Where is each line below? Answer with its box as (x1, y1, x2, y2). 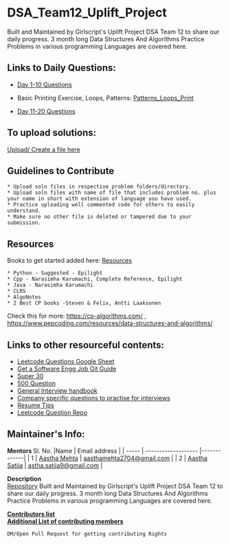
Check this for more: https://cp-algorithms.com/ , (7, 312, 146, 320)
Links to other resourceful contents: (7, 339, 165, 351)
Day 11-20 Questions (16, 107, 76, 115)
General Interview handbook (16, 387, 98, 395)
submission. (7, 219, 41, 226)
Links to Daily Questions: (7, 62, 117, 74)
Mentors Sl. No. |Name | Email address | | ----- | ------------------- (7, 446, 198, 455)
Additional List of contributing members (7, 517, 124, 525)
